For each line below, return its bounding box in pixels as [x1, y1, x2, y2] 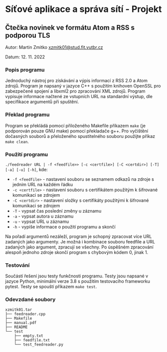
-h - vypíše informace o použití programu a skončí [12, 224, 116, 230]
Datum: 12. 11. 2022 [5, 54, 45, 60]
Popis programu [5, 66, 45, 73]
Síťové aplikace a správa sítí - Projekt [5, 3, 162, 15]
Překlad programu [5, 111, 50, 118]
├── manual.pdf [5, 320, 37, 326]
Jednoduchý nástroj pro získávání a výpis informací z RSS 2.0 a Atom [5, 78, 148, 84]
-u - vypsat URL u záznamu [12, 218, 69, 225]
